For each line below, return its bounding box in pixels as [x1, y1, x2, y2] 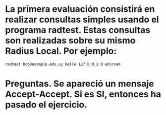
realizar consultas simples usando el [5, 14, 160, 25]
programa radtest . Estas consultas [5, 25, 151, 36]
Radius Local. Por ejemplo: [5, 45, 117, 57]
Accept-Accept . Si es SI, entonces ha [5, 89, 162, 100]
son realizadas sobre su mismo [5, 35, 136, 46]
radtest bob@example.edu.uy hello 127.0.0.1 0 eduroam [5, 62, 121, 67]
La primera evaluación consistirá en [5, 3, 155, 15]
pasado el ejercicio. [5, 99, 88, 111]
